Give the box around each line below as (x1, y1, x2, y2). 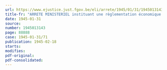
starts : (5, 44, 21, 49)
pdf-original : (5, 53, 35, 58)
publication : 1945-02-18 (5, 39, 57, 44)
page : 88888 (5, 30, 30, 35)
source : (5, 21, 21, 26)
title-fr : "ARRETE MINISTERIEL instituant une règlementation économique (5, 12, 162, 17)
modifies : (5, 48, 26, 53)
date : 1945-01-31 (5, 16, 41, 21)
